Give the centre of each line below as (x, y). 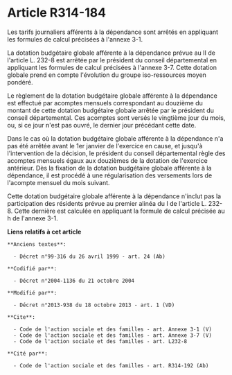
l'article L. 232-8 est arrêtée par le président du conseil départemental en (112, 60)
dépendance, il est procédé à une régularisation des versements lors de (110, 175)
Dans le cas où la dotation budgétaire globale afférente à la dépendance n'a (115, 138)
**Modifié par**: (32, 293)
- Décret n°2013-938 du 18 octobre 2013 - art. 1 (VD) (94, 305)
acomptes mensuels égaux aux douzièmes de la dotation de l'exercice (107, 160)
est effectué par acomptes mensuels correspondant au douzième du (105, 103)
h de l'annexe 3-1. (33, 218)
